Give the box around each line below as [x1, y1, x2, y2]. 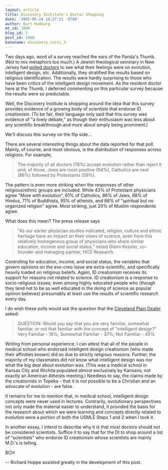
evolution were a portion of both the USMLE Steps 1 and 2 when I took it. [5, 414, 154, 420]
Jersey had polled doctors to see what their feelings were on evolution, [5, 64, 151, 70]
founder [17, 248, 34, 255]
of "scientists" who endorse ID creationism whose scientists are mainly [5, 434, 151, 440]
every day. [5, 295, 27, 301]
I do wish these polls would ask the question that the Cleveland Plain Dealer [5, 305, 161, 311]
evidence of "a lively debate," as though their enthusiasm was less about [5, 116, 155, 122]
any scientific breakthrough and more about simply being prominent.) [5, 121, 148, 127]
